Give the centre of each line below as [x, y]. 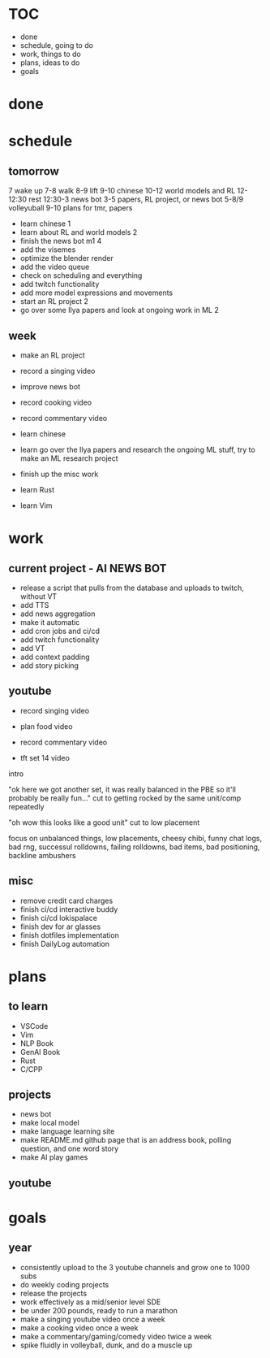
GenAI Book [40, 1052]
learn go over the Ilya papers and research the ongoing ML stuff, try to [137, 449]
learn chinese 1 [45, 223]
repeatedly [26, 806]
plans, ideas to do [50, 63]
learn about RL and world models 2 [79, 232]
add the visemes [48, 249]
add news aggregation [58, 614]
